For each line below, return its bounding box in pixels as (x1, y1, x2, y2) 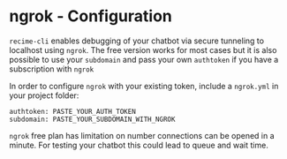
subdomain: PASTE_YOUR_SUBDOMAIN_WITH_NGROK (9, 115, 176, 124)
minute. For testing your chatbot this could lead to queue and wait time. (9, 140, 269, 150)
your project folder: (9, 90, 79, 101)
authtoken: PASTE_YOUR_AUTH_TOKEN (9, 107, 137, 116)
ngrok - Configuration (9, 6, 172, 26)
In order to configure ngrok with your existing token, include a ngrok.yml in (9, 80, 279, 91)
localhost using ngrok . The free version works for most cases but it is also (9, 44, 277, 55)
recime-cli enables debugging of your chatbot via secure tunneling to (9, 35, 265, 46)
